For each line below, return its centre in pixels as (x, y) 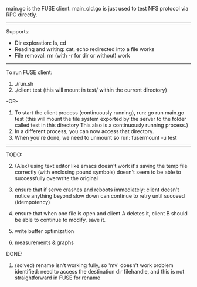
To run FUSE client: (29, 72)
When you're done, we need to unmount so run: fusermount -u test (96, 138)
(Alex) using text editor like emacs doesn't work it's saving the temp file (101, 166)
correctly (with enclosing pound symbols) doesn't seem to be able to (98, 172)
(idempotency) (32, 202)
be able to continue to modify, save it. (60, 220)
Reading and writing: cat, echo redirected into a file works (84, 49)
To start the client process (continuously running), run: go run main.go (99, 113)
